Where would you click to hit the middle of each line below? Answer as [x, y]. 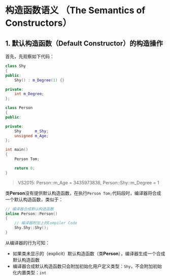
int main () [17, 150]
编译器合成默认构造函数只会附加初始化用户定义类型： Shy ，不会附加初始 [87, 266]
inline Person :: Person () [31, 214]
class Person [19, 108]
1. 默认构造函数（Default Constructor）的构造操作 [84, 43]
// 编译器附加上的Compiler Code [46, 223]
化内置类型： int [29, 272]
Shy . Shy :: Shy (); [32, 228]
